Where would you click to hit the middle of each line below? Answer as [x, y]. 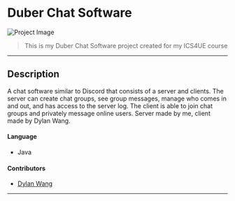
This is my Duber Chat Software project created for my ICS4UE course [126, 45]
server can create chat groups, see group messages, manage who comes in [117, 98]
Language [22, 137]
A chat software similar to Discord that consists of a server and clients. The [115, 91]
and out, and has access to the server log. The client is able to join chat [110, 105]
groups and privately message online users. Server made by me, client [109, 113]
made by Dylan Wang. [39, 121]
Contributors [27, 168]
